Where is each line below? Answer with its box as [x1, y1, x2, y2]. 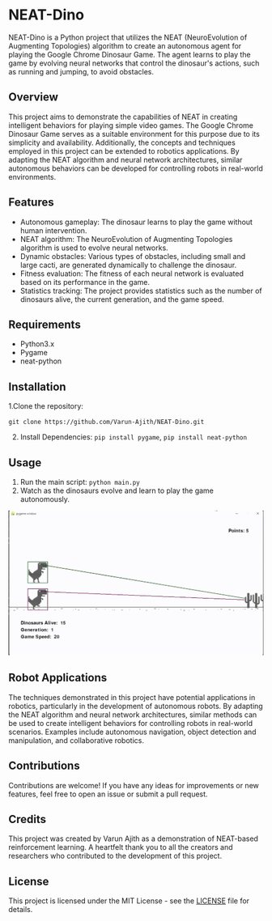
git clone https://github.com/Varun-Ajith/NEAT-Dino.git [8, 418, 205, 427]
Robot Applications [8, 671, 108, 685]
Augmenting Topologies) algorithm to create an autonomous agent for [8, 40, 242, 50]
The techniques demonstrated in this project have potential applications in [8, 692, 256, 702]
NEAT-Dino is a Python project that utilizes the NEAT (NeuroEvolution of [8, 32, 248, 42]
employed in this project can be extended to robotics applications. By [8, 146, 240, 155]
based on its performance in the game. [19, 277, 151, 286]
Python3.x [19, 339, 55, 349]
